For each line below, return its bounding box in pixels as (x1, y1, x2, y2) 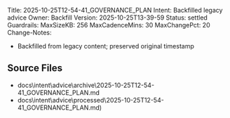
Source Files (7, 63, 63, 74)
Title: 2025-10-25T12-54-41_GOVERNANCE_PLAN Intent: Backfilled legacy (7, 6, 223, 14)
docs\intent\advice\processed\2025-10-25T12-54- (17, 96, 165, 104)
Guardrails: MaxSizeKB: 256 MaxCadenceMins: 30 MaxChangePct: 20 (7, 21, 210, 29)
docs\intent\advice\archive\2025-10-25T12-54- (17, 81, 155, 89)
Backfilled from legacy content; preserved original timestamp (17, 42, 194, 50)
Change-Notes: (7, 28, 52, 37)
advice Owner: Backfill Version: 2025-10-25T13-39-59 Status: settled (7, 13, 208, 22)
